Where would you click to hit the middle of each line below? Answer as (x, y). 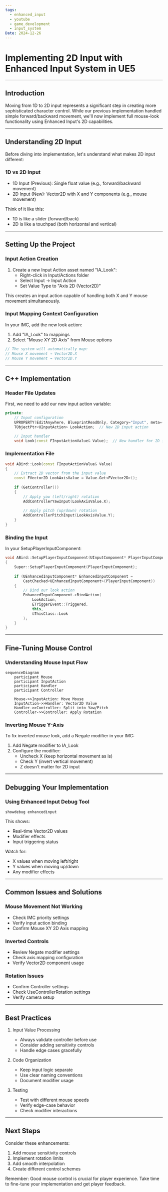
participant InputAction (40, 681)
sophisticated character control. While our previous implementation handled (83, 110)
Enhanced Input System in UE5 (70, 69)
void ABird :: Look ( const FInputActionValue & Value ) (59, 464)
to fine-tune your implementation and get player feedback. (65, 1184)
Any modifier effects (33, 872)
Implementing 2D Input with (64, 58)
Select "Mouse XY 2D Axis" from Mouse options (62, 340)
